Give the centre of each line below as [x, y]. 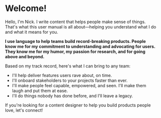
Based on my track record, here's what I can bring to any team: [68, 66]
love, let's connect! [24, 110]
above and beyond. [25, 56]
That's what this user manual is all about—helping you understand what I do [80, 26]
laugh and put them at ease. [40, 91]
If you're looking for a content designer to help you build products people [78, 105]
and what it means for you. [32, 32]
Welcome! [26, 8]
